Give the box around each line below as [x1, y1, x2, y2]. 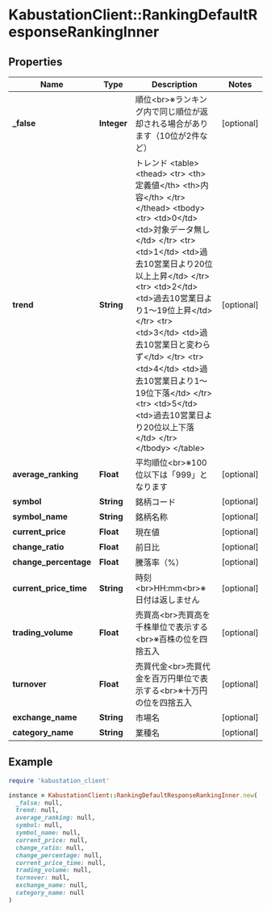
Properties [8, 55, 63, 69]
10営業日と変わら [143, 339, 211, 350]
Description [152, 79, 198, 90]
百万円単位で [151, 673, 200, 683]
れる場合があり [151, 119, 208, 129]
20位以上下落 [143, 422, 195, 433]
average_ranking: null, [15, 813, 95, 822]
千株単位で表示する [135, 621, 208, 633]
